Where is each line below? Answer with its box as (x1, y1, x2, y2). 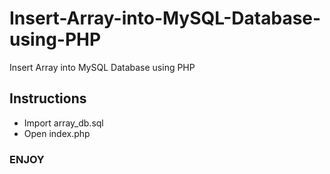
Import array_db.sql (23, 117, 104, 129)
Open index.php (23, 127, 91, 139)
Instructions (9, 90, 87, 107)
